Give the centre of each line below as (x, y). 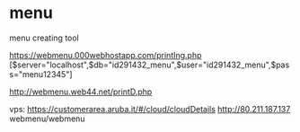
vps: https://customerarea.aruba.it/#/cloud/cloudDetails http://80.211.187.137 (150, 109)
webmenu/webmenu (47, 119)
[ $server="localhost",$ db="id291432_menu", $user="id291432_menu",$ (143, 65)
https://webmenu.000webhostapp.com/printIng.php (106, 55)
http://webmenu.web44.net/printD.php (81, 92)
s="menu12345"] (41, 74)
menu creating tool (44, 38)
